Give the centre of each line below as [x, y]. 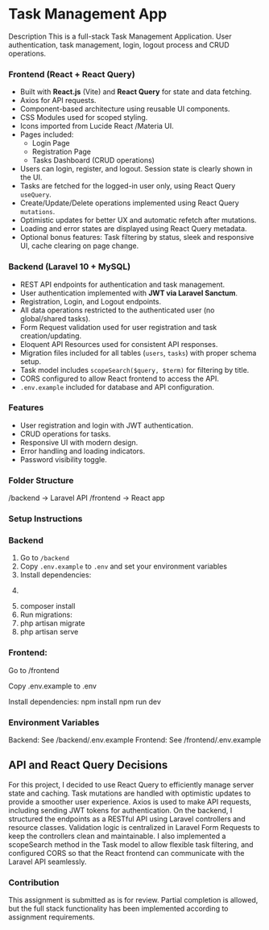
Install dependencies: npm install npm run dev [85, 701]
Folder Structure [41, 480]
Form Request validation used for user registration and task [118, 327]
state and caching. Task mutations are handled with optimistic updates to [130, 793]
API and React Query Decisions [88, 765]
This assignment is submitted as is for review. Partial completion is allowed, [133, 900]
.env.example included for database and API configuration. [117, 386]
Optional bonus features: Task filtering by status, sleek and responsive [137, 238]
